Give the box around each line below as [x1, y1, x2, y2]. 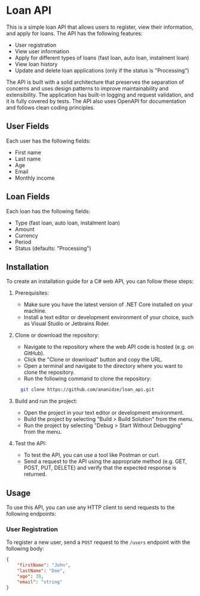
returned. [23, 471, 47, 478]
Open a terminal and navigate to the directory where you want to [23, 362, 183, 370]
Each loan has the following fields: [6, 207, 91, 214]
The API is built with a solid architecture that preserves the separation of [6, 78, 184, 86]
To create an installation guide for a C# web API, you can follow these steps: [6, 278, 194, 285]
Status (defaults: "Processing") [14, 244, 91, 252]
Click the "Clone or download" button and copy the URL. [23, 356, 163, 363]
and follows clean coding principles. [6, 104, 96, 111]
